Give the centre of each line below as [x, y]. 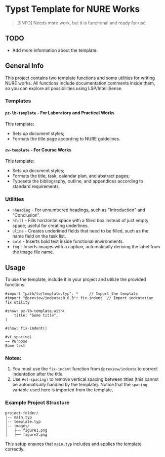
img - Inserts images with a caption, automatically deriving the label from [86, 247]
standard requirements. [36, 186]
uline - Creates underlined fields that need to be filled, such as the [80, 231]
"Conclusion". [26, 215]
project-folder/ [22, 413]
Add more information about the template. [55, 50]
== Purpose [16, 341]
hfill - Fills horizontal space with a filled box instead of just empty [80, 221]
